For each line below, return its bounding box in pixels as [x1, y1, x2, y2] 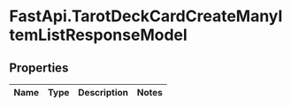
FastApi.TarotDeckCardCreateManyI [9, 6, 283, 27]
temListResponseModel [9, 25, 188, 45]
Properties [9, 60, 69, 75]
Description [78, 87, 128, 98]
